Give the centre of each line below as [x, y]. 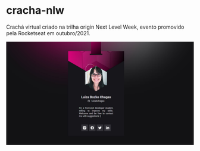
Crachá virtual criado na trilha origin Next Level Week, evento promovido [95, 27]
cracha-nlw [35, 10]
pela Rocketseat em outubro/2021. [48, 33]
